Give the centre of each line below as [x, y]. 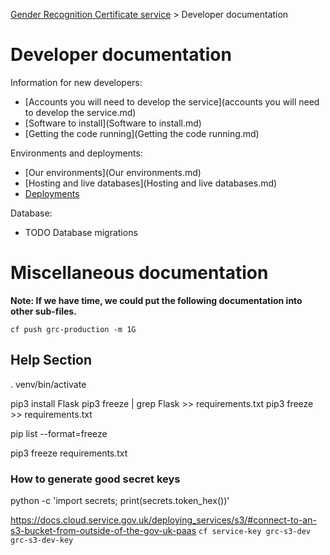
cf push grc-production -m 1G [73, 329]
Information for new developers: [76, 82]
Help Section [51, 360]
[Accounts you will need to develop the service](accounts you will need [172, 101]
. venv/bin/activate [48, 384]
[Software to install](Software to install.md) [113, 123]
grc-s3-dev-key [42, 540]
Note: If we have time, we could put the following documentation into [156, 300]
